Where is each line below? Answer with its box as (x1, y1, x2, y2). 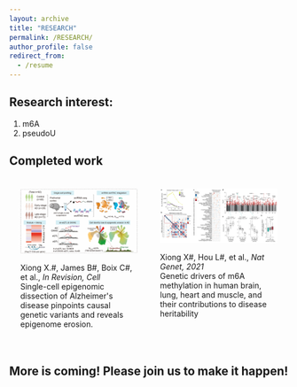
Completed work (9, 153, 104, 168)
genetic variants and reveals (20, 310, 124, 321)
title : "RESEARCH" (9, 23, 77, 33)
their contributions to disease (160, 299, 268, 310)
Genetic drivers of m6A (160, 271, 246, 282)
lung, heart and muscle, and (160, 290, 262, 300)
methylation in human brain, (160, 280, 262, 291)
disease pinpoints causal (20, 300, 111, 311)
